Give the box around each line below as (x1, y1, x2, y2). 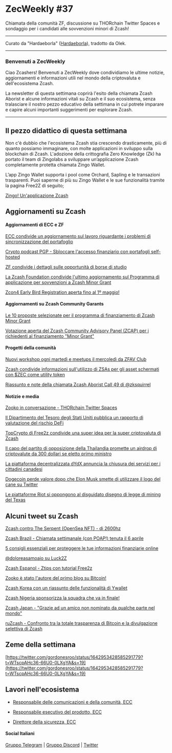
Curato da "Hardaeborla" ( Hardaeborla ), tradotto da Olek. (5, 40, 126, 46)
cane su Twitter (5, 481, 38, 487)
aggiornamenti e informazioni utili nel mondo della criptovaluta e (5, 75, 141, 81)
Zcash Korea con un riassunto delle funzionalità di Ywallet (5, 585, 128, 591)
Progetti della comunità (5, 344, 56, 351)
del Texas (5, 497, 26, 503)
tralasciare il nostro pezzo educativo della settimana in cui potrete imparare (5, 101, 164, 108)
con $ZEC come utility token (5, 372, 66, 378)
